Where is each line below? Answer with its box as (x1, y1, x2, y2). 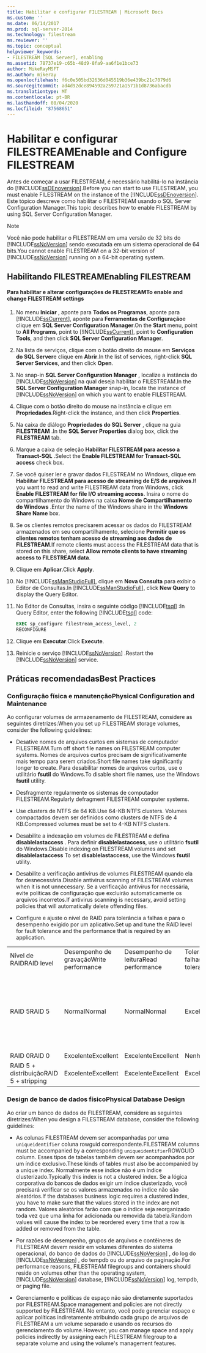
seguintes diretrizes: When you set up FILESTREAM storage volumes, (7, 720, 180, 728)
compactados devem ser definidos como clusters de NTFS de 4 (15, 814, 177, 821)
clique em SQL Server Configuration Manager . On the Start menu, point (15, 322, 197, 329)
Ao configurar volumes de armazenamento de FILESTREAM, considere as (7, 713, 193, 721)
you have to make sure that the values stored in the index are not (15, 1199, 180, 1206)
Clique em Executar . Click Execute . (15, 637, 105, 645)
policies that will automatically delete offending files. (15, 902, 149, 910)
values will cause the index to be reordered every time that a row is (15, 1218, 185, 1226)
